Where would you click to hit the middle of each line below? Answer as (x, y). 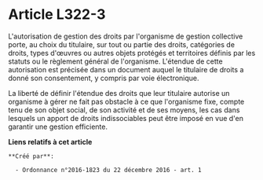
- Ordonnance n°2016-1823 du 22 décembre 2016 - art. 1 (108, 170)
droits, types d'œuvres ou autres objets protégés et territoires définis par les (132, 53)
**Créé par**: (31, 156)
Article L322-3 (57, 15)
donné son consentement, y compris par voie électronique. (104, 78)
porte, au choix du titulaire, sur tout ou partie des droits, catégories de (122, 44)
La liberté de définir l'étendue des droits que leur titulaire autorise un (119, 93)
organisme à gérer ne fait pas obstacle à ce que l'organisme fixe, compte (126, 101)
